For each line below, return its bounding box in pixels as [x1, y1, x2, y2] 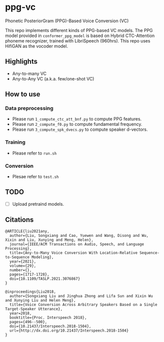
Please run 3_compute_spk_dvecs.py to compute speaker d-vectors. [12, 126, 148, 132]
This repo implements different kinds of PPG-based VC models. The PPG [5, 27, 153, 33]
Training [5, 139, 26, 146]
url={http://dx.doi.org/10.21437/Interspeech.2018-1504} [9, 328, 129, 333]
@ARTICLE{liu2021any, [5, 228, 50, 233]
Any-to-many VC [12, 71, 47, 76]
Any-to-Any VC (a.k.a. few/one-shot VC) [12, 76, 95, 81]
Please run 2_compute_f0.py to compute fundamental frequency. [12, 121, 143, 127]
